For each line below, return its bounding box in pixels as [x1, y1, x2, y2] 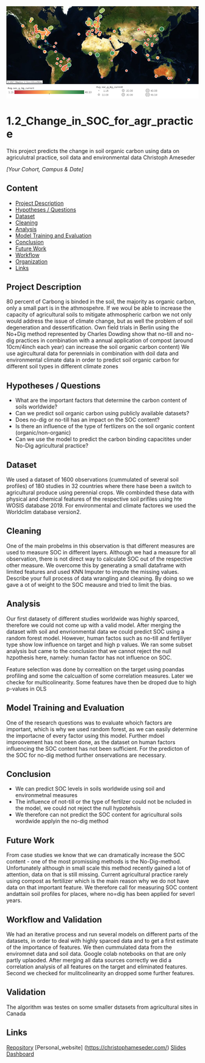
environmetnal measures [15, 792, 78, 799]
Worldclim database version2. [6, 509, 81, 516]
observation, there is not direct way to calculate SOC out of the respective [6, 555, 193, 562]
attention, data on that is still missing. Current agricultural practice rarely [6, 871, 188, 878]
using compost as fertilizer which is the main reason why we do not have [6, 878, 189, 885]
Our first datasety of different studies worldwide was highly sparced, [6, 615, 179, 622]
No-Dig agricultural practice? [15, 442, 88, 449]
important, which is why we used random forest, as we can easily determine [6, 725, 198, 732]
